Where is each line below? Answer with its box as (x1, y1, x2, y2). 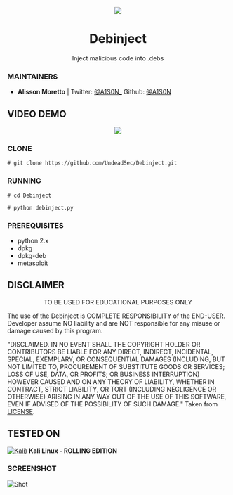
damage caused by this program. (7, 326, 103, 335)
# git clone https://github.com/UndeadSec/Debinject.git (7, 160, 178, 167)
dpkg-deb (17, 251, 47, 259)
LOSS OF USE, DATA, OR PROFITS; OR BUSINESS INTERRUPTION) (7, 370, 200, 378)
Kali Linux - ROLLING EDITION (29, 446, 118, 455)
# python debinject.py (7, 204, 74, 211)
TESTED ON (7, 427, 60, 439)
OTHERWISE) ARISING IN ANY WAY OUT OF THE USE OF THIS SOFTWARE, (7, 392, 227, 401)
